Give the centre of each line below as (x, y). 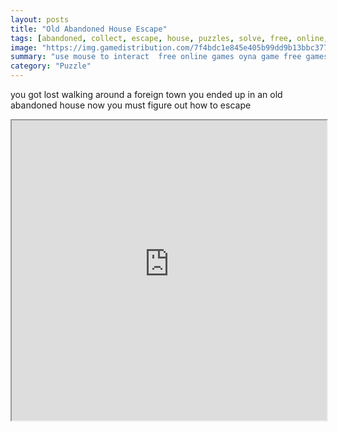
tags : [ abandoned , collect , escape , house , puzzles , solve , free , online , (169, 38)
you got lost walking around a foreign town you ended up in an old (146, 94)
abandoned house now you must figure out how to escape (131, 105)
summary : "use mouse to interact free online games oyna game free (156, 57)
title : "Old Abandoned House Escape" (89, 29)
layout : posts (40, 19)
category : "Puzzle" (51, 66)
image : (24, 47)
